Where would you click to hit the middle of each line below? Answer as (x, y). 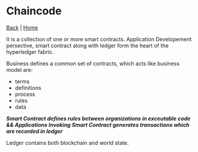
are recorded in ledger (34, 131)
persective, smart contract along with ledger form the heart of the (88, 45)
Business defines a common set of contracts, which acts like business (93, 63)
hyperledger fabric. (30, 51)
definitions (28, 87)
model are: (19, 69)
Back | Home (22, 28)
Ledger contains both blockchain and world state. (67, 142)
